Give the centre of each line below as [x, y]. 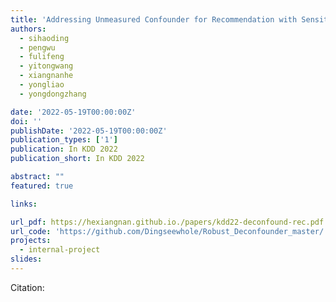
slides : [26, 259]
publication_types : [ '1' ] [64, 140]
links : [24, 204]
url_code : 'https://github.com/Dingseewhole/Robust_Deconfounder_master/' [169, 231]
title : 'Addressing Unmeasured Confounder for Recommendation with [154, 19]
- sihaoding [44, 38]
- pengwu [37, 47]
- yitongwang [46, 66]
